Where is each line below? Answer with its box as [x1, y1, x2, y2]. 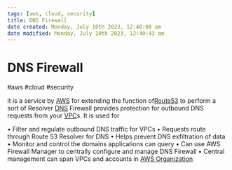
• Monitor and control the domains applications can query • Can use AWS [7, 140, 221, 148]
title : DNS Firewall [7, 17, 68, 24]
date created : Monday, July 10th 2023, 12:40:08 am [7, 23, 161, 30]
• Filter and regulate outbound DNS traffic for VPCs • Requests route [7, 125, 206, 134]
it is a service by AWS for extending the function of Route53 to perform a [7, 97, 216, 105]
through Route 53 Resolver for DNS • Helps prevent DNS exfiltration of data [7, 132, 226, 141]
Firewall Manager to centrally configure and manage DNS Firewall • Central [7, 148, 225, 156]
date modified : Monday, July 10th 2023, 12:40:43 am [7, 29, 165, 37]
